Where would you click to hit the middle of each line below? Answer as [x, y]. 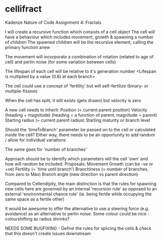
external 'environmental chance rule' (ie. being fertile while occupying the [78, 194]
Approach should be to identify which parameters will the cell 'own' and [77, 158]
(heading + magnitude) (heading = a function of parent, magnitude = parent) [81, 115]
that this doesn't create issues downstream [48, 233]
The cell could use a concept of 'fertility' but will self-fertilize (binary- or [77, 86]
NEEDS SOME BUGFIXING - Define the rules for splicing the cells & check [78, 228]
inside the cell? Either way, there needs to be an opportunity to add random [80, 135]
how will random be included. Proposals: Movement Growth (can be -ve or [79, 164]
